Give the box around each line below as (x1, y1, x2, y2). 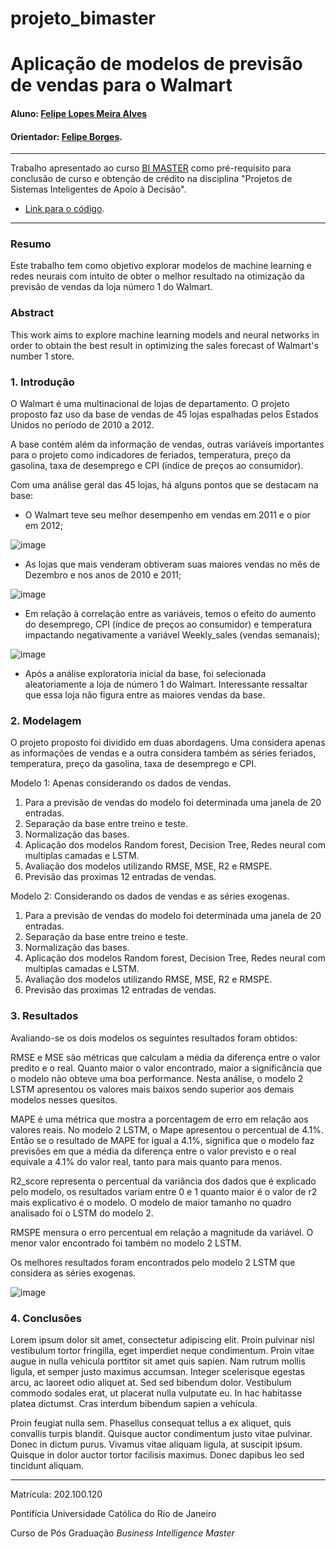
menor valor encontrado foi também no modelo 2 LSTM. (10, 1237, 242, 1249)
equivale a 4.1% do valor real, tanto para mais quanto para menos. (10, 1155, 283, 1167)
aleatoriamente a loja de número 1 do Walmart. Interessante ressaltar (24, 678, 308, 691)
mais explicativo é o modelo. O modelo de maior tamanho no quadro (10, 1196, 292, 1208)
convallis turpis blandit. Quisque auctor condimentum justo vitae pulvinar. (10, 1427, 313, 1439)
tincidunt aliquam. (10, 1459, 84, 1471)
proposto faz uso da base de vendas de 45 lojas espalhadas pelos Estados (10, 408, 319, 421)
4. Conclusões (10, 1311, 83, 1325)
